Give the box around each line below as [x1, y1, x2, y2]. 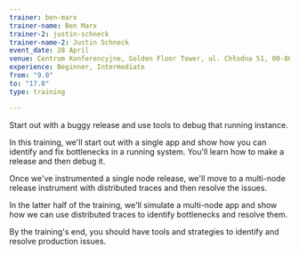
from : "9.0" [9, 71, 53, 80]
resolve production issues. [9, 235, 107, 246]
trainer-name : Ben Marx [9, 21, 98, 30]
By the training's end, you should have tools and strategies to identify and [9, 226, 279, 236]
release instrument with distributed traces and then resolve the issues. [9, 182, 268, 193]
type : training [9, 87, 66, 96]
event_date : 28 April [9, 46, 90, 55]
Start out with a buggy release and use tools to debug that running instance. [9, 119, 288, 130]
